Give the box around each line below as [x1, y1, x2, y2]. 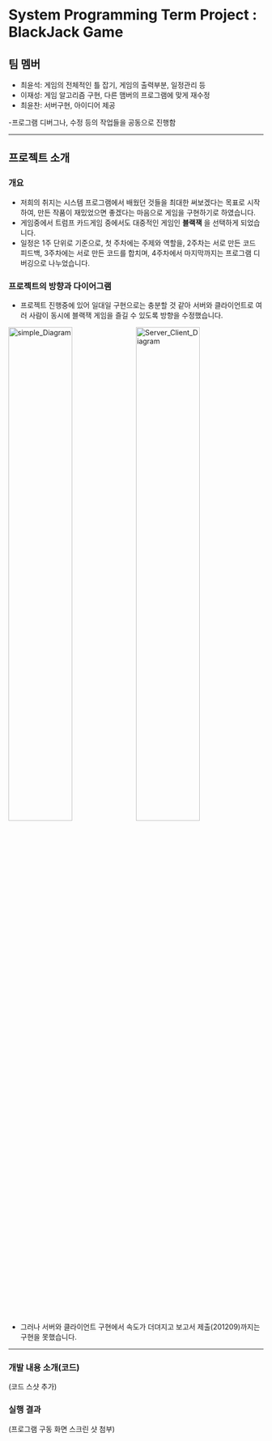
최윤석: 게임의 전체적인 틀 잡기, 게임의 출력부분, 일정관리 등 [19, 80, 206, 90]
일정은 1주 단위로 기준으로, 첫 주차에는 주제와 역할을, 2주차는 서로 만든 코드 [19, 237, 257, 248]
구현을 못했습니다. [19, 1332, 77, 1341]
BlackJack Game [8, 23, 124, 41]
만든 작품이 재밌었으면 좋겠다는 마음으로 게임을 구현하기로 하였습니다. [37, 207, 257, 217]
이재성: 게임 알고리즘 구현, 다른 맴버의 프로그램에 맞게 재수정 [19, 91, 210, 100]
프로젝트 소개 [8, 151, 70, 165]
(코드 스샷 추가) [8, 1382, 57, 1392]
